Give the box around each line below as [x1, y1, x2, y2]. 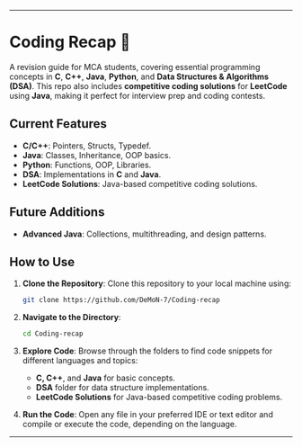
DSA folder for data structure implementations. [35, 382, 209, 393]
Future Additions [9, 204, 105, 220]
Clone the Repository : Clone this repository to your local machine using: [22, 278, 292, 289]
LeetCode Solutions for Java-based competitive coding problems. [35, 392, 283, 403]
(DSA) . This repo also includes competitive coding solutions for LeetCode [9, 80, 288, 91]
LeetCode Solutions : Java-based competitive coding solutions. [22, 178, 258, 189]
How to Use [9, 254, 75, 270]
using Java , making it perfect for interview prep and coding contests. [9, 90, 266, 101]
